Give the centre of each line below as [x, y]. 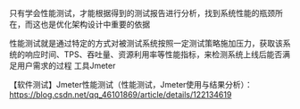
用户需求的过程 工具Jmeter [66, 66]
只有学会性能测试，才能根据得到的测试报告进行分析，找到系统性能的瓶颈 [142, 13]
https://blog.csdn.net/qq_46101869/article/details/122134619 [121, 95]
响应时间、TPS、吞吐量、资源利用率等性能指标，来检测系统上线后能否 [154, 54]
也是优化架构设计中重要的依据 [95, 24]
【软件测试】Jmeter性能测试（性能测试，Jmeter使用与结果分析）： [131, 84]
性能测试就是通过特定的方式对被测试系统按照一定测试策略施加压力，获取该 [146, 43]
